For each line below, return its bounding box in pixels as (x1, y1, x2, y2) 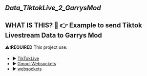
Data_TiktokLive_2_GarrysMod (5, 4, 101, 12)
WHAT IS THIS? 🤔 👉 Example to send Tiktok (5, 21, 143, 29)
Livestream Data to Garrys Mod (5, 31, 103, 39)
